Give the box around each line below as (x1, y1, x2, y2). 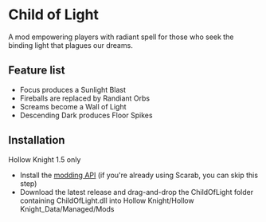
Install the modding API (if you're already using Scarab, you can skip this (19, 170, 259, 180)
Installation (8, 133, 65, 147)
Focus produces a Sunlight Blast (19, 85, 126, 94)
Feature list (8, 64, 65, 77)
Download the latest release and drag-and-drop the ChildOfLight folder (19, 187, 254, 196)
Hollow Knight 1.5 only (8, 154, 81, 165)
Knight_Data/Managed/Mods (19, 204, 115, 213)
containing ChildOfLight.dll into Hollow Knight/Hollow (19, 196, 194, 205)
